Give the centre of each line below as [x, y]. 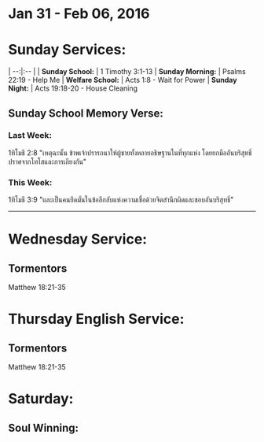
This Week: [30, 182]
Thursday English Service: [96, 319]
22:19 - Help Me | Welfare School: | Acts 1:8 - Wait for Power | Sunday [123, 80]
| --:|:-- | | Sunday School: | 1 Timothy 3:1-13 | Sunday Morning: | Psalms [127, 72]
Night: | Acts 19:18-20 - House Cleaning [73, 88]
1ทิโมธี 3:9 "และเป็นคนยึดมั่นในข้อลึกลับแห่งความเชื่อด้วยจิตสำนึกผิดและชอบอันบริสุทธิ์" [121, 200]
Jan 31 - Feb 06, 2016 [79, 14]
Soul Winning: [44, 427]
